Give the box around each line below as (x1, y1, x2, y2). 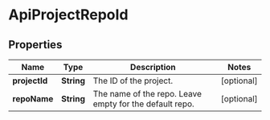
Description (129, 62, 177, 72)
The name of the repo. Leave (92, 89, 202, 99)
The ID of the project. (92, 75, 174, 86)
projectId (12, 75, 48, 86)
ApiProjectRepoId (8, 6, 129, 24)
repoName (12, 93, 54, 104)
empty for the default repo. (92, 98, 194, 110)
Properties (8, 38, 63, 52)
